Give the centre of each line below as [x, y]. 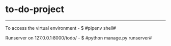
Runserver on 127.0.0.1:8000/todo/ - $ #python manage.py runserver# [79, 38]
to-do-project [35, 9]
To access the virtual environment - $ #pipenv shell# [61, 28]
